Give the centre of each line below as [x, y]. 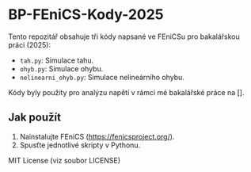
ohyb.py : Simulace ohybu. [61, 68]
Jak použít [35, 118]
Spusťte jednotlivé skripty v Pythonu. [80, 145]
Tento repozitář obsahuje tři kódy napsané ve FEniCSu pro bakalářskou [124, 36]
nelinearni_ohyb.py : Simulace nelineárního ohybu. [102, 77]
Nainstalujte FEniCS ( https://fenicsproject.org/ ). [97, 136]
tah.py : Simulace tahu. [57, 60]
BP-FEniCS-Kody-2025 [86, 15]
